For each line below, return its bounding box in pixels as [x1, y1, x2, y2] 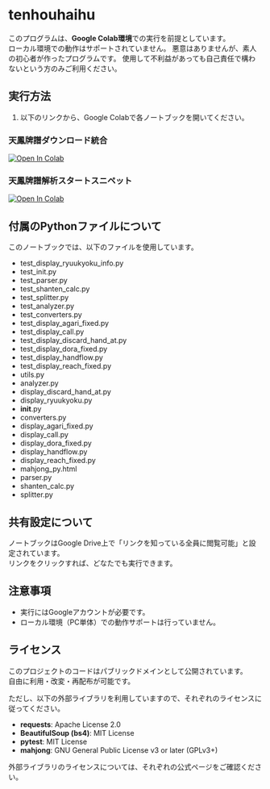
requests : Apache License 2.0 [19, 720, 121, 729]
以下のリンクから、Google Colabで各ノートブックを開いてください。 [19, 112, 249, 122]
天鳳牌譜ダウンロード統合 [8, 135, 108, 146]
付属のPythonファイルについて [8, 219, 162, 233]
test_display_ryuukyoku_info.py [19, 258, 124, 268]
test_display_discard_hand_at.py [19, 336, 127, 345]
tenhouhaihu [8, 6, 96, 24]
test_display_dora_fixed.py [19, 344, 108, 354]
